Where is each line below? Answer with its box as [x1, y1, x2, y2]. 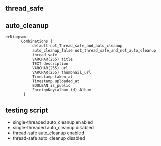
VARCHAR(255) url [32, 66, 69, 71]
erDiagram [5, 35, 26, 40]
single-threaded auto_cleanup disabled [12, 125, 94, 131]
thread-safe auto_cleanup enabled [12, 130, 84, 136]
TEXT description [32, 61, 69, 66]
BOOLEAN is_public [32, 83, 71, 88]
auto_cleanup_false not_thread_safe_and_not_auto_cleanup [32, 48, 156, 53]
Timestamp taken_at [32, 74, 73, 80]
